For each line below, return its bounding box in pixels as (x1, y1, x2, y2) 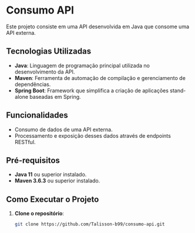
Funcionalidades (6, 110, 69, 121)
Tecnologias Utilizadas (6, 46, 92, 56)
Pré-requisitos (6, 155, 60, 165)
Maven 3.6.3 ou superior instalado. (14, 177, 100, 184)
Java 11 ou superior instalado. (14, 171, 87, 178)
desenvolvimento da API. (14, 68, 75, 75)
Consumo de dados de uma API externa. (14, 126, 113, 133)
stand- (170, 86, 186, 94)
